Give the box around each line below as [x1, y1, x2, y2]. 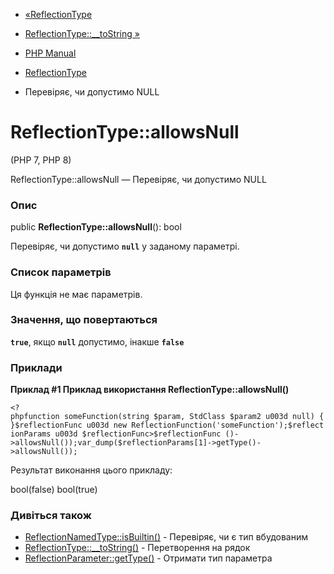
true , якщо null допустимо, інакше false [10, 335, 185, 348]
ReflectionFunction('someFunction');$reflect [131, 420, 325, 431]
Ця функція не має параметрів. [10, 288, 143, 300]
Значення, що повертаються [10, 313, 158, 327]
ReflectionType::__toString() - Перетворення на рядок [24, 542, 251, 554]
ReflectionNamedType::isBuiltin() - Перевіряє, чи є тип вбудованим [24, 531, 308, 543]
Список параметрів [10, 265, 112, 279]
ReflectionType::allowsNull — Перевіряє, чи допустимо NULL [10, 173, 267, 185]
